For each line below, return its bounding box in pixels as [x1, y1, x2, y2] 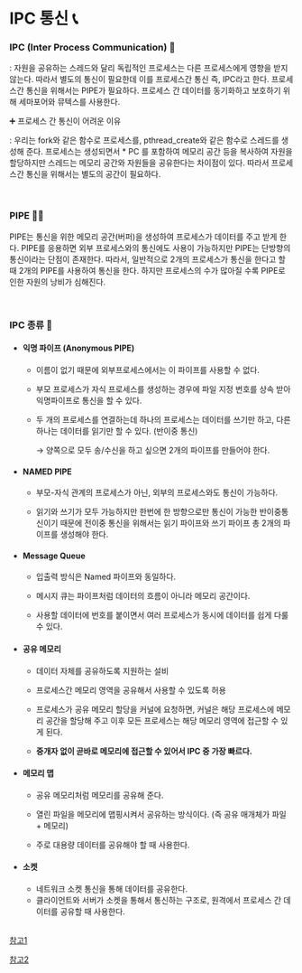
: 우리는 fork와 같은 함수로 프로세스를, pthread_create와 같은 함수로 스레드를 [9, 135, 279, 145]
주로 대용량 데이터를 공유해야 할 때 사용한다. [35, 839, 190, 850]
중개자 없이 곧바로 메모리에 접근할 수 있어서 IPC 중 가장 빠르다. [35, 745, 252, 756]
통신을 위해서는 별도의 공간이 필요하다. [25, 169, 161, 180]
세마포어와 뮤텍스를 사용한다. [18, 97, 121, 108]
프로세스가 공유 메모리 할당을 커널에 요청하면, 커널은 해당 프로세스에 [35, 704, 275, 715]
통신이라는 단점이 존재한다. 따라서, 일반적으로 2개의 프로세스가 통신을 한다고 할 [9, 254, 286, 265]
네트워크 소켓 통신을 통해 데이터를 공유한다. [35, 883, 188, 894]
